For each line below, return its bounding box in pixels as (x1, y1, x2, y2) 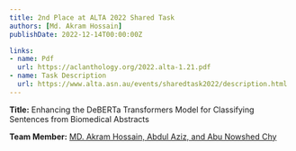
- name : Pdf (9, 55, 54, 64)
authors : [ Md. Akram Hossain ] (9, 22, 123, 31)
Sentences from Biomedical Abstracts (9, 113, 150, 124)
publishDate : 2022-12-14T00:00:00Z (9, 30, 143, 39)
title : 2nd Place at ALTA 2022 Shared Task (9, 13, 175, 22)
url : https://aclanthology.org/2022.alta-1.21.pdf (17, 63, 211, 72)
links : (9, 46, 34, 55)
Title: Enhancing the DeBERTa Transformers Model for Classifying (9, 104, 255, 115)
